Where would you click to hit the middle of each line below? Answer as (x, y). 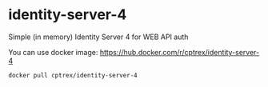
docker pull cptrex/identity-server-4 (73, 75)
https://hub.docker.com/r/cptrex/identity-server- (180, 52)
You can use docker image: (53, 52)
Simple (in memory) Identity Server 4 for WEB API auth (98, 37)
